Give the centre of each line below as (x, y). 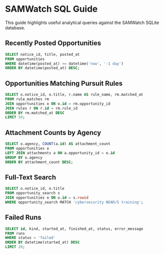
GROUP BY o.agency (24, 158)
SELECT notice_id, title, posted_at (42, 54)
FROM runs (15, 233)
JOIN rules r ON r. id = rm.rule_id (41, 108)
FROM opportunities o (27, 148)
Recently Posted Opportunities (53, 43)
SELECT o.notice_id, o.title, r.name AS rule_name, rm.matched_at (74, 95)
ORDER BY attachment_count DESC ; (39, 162)
